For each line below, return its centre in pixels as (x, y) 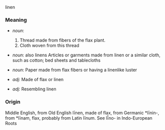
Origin (13, 102)
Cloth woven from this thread (49, 45)
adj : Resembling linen (34, 89)
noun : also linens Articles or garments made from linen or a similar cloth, (86, 55)
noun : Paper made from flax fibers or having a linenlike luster (75, 70)
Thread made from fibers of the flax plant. (62, 40)
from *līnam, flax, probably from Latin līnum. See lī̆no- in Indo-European (79, 118)
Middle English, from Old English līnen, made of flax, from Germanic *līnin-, (82, 113)
